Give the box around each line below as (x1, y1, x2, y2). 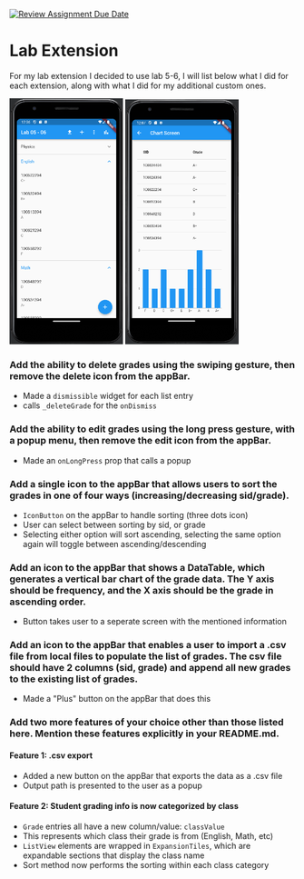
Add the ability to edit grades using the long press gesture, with (9, 423, 296, 435)
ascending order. (9, 595, 86, 608)
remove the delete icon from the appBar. (9, 369, 191, 382)
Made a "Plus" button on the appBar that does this (22, 694, 211, 704)
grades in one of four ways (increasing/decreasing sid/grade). (9, 489, 289, 502)
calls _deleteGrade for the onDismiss (22, 400, 157, 411)
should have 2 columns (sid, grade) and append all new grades (9, 662, 291, 674)
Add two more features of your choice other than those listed (9, 716, 284, 729)
